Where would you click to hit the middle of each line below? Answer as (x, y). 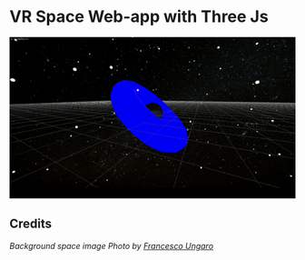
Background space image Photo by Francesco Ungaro (112, 245)
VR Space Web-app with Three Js (139, 17)
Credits (31, 224)
